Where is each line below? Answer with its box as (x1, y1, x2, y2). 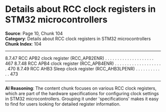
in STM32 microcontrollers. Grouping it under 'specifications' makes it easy (5, 96, 159, 102)
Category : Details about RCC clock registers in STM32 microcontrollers (5, 36, 151, 42)
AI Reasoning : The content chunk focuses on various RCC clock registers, (5, 85, 157, 91)
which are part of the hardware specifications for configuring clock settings (5, 90, 159, 96)
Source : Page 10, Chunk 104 (5, 30, 63, 36)
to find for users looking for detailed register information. (5, 101, 121, 107)
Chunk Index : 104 (5, 41, 42, 47)
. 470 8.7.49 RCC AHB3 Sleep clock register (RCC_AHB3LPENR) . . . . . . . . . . (5, 65, 160, 71)
